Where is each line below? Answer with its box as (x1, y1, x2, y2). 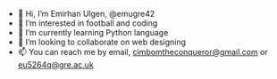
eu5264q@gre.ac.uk (17, 59, 94, 70)
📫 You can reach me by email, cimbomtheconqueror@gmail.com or (17, 47, 268, 57)
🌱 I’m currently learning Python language (17, 28, 169, 37)
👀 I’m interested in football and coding (17, 18, 158, 28)
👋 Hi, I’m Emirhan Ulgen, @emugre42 (17, 9, 155, 19)
